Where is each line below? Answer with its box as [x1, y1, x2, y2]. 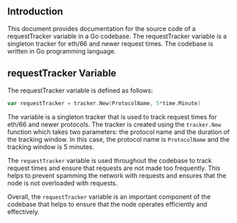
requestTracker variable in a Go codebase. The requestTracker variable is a [7, 32, 227, 40]
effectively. [7, 207, 40, 216]
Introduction [7, 6, 64, 18]
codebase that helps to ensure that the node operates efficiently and [7, 200, 207, 208]
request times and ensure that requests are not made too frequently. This [7, 164, 221, 172]
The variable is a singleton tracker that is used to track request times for [7, 112, 217, 121]
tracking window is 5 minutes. [7, 143, 94, 151]
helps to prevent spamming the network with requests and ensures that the [7, 171, 226, 179]
